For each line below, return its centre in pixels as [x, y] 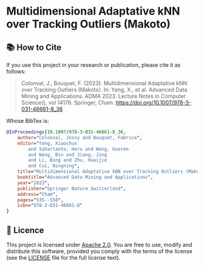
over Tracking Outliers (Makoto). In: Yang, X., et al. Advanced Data [104, 90]
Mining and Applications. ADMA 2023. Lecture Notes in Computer [104, 96]
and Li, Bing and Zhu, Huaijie [68, 160]
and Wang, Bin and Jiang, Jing [68, 154]
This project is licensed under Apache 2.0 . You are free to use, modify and [99, 244]
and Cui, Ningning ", [54, 166]
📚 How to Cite [34, 47]
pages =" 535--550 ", [40, 200]
